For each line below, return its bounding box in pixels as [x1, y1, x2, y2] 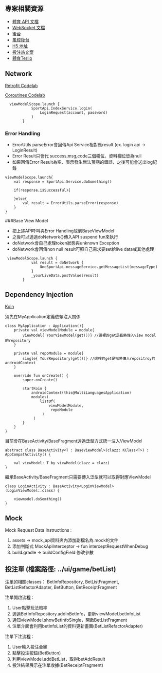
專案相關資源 [5, 4, 44, 13]
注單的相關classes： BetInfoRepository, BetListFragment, [5, 579, 119, 585]
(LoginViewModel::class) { [5, 488, 60, 493]
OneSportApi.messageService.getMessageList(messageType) [39, 264, 158, 269]
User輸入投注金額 [12, 644, 48, 650]
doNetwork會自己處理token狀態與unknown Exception [12, 240, 120, 246]
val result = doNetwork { [31, 260, 84, 265]
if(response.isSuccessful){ [14, 188, 71, 193]
